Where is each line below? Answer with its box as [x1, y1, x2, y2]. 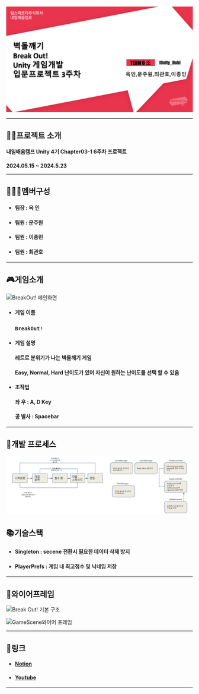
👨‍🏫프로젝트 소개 [6, 130, 62, 140]
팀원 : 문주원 [14, 219, 43, 226]
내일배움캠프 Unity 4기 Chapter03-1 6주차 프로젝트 [6, 148, 127, 155]
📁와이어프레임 [6, 589, 54, 599]
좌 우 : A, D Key [14, 398, 52, 405]
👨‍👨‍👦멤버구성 [6, 187, 50, 197]
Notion [14, 660, 33, 667]
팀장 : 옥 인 [14, 204, 40, 212]
